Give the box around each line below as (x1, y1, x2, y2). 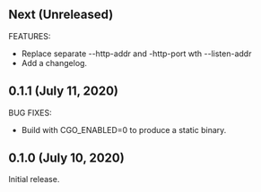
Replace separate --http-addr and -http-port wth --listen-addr (21, 48, 252, 59)
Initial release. (8, 174, 60, 185)
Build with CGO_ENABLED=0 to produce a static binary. (21, 124, 227, 135)
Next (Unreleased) (8, 7, 114, 22)
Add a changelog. (21, 57, 87, 68)
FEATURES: (8, 30, 51, 41)
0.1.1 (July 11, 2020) (8, 84, 118, 99)
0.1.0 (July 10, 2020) (8, 151, 125, 166)
